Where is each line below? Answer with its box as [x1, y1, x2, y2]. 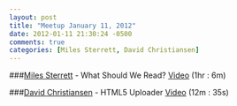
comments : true [9, 37, 65, 47]
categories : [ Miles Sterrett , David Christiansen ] [9, 46, 200, 55]
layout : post [9, 12, 57, 22]
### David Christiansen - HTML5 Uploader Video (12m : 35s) [9, 87, 230, 98]
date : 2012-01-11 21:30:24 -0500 [9, 29, 133, 38]
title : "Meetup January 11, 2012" [9, 21, 137, 30]
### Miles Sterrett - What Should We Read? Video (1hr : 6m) [9, 70, 226, 80]
